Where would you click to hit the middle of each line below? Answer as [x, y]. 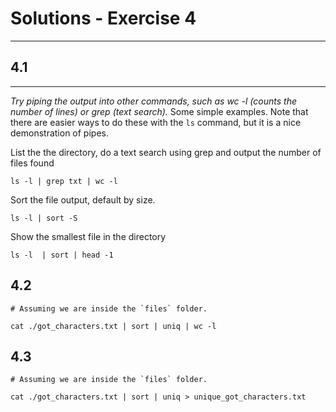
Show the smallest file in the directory [88, 236]
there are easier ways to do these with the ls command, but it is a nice [156, 122]
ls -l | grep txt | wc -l [64, 181]
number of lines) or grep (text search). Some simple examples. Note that [159, 111]
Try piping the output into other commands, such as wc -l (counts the [153, 101]
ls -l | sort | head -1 [62, 255]
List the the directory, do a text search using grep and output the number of [166, 152]
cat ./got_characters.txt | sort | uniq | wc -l [113, 326]
